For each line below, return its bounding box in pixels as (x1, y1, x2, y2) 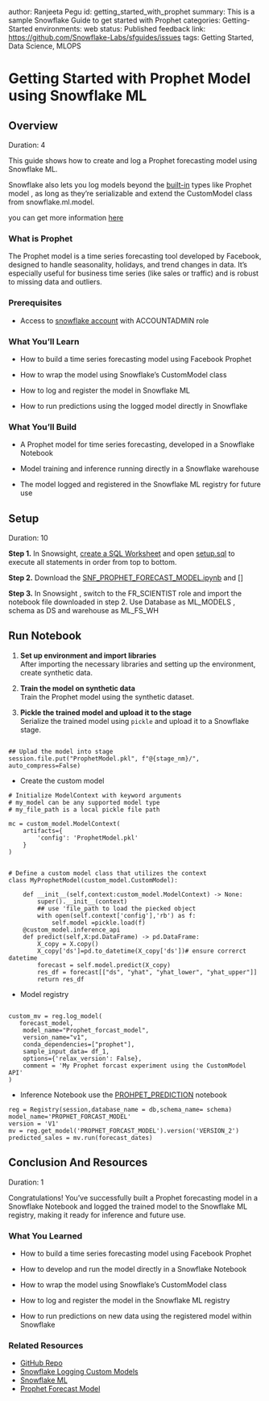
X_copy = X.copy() (37, 940, 99, 948)
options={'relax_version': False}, (23, 1054, 143, 1062)
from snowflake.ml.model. (8, 197, 95, 207)
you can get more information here (8, 213, 124, 222)
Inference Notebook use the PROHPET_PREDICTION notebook (19, 1090, 227, 1100)
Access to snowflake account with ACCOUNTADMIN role (19, 315, 209, 326)
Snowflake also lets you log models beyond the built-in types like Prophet (8, 180, 252, 189)
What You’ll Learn (8, 335, 80, 347)
